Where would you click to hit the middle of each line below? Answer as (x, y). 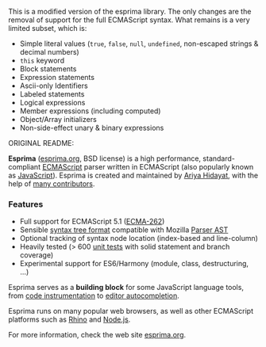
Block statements (48, 69)
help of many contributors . (52, 184)
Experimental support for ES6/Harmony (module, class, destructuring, (134, 264)
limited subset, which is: (48, 28)
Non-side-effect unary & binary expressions (92, 128)
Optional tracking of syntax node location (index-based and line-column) (139, 238)
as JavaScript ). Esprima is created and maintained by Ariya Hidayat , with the (133, 175)
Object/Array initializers (58, 119)
